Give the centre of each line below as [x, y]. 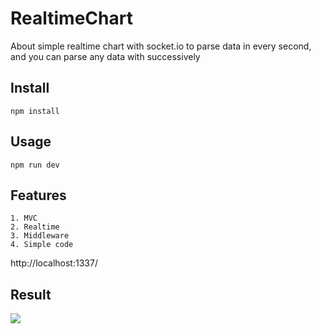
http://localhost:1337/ [54, 263]
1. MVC [24, 218]
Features [38, 195]
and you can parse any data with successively [105, 56]
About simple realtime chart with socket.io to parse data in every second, [161, 46]
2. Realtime [35, 227]
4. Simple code [42, 245]
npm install [35, 111]
